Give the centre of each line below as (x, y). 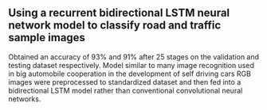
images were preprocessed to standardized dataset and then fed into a (125, 82)
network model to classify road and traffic (115, 26)
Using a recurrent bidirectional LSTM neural (119, 13)
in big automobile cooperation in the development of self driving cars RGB (130, 74)
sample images (47, 38)
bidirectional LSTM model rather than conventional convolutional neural (126, 90)
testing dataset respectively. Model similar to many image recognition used (132, 65)
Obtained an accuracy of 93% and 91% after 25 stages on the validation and (134, 57)
